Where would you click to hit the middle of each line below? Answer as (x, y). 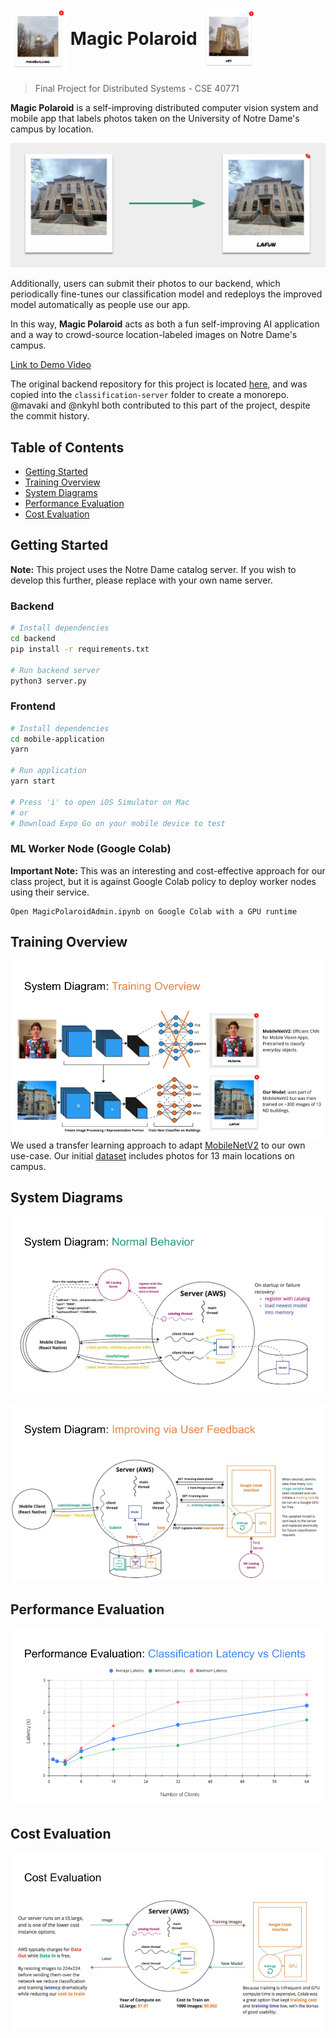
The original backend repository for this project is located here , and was (159, 384)
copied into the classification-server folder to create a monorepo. (150, 395)
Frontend (33, 706)
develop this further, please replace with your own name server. (141, 580)
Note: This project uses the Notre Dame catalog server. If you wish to (153, 569)
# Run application (48, 771)
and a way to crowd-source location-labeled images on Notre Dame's (154, 335)
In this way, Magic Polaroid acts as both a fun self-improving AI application (165, 324)
